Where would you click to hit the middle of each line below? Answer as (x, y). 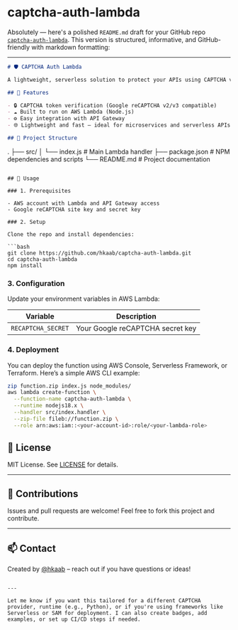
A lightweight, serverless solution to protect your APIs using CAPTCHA (117, 80)
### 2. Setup (27, 222)
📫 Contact (32, 548)
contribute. (23, 518)
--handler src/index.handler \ (60, 412)
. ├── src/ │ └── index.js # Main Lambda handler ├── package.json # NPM (119, 151)
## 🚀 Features (28, 92)
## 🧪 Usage (23, 178)
